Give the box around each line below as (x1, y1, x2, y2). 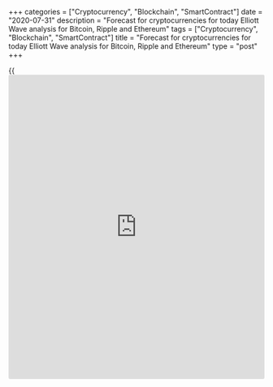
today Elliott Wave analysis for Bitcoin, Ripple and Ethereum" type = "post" (8, 41, 258, 51)
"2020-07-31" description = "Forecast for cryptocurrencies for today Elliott (8, 15, 259, 25)
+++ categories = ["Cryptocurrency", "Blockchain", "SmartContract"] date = (8, 7, 263, 16)
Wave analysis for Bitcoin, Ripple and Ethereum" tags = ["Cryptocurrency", (8, 24, 258, 33)
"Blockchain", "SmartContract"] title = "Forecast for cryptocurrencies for (8, 32, 252, 42)
